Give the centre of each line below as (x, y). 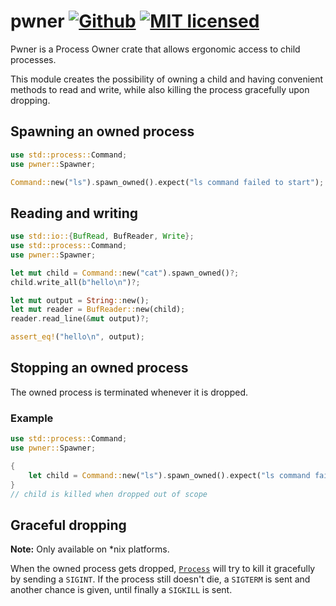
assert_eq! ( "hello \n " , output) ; (77, 337)
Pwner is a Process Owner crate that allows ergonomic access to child (155, 49)
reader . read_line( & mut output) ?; (80, 319)
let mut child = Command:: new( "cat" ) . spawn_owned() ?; (125, 273)
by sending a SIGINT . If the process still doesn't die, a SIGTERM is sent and (160, 579)
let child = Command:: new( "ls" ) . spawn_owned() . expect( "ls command (169, 475)
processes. (33, 59)
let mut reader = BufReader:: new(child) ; (98, 310)
